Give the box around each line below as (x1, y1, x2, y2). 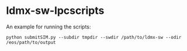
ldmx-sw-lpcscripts (6, 4, 105, 17)
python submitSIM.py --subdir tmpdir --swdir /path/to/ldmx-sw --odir (6, 34, 182, 40)
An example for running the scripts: (6, 23, 91, 30)
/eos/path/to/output (6, 39, 57, 45)
